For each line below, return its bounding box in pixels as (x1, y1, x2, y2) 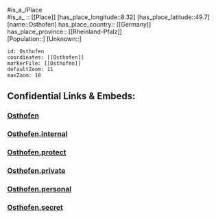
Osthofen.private (7, 166, 66, 176)
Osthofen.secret (7, 202, 64, 212)
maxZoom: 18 (7, 72, 41, 79)
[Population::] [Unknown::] (7, 35, 82, 43)
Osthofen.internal (7, 129, 68, 139)
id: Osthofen (7, 48, 45, 55)
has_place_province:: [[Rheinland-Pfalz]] (7, 27, 122, 36)
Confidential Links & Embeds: (7, 90, 136, 102)
